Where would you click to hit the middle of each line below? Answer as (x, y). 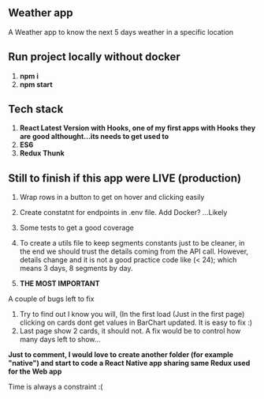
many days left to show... (60, 340)
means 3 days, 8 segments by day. (76, 269)
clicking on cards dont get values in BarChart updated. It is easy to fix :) (136, 322)
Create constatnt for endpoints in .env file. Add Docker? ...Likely (123, 213)
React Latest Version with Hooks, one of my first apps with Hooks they (138, 128)
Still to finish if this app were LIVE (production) (125, 178)
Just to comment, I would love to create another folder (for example (121, 355)
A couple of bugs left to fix (51, 299)
